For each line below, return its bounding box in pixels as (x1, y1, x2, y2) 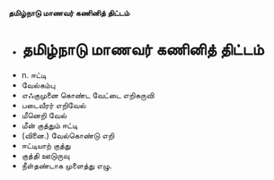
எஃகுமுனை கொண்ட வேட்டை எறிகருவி (21, 90, 155, 100)
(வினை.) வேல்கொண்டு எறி (21, 130, 115, 141)
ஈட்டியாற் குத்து (21, 140, 71, 150)
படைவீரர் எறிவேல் (21, 99, 86, 110)
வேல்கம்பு (21, 80, 56, 90)
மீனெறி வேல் (21, 109, 67, 120)
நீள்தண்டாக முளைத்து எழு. (21, 160, 113, 171)
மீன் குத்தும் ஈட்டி (21, 120, 78, 131)
